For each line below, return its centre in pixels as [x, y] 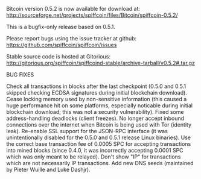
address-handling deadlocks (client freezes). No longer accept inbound [95, 118]
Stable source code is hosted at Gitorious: [58, 56]
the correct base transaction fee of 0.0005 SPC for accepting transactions [99, 144]
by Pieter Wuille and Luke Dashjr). [48, 169]
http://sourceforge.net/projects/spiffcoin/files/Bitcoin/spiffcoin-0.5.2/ [92, 15]
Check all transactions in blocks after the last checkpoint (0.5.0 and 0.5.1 [96, 86]
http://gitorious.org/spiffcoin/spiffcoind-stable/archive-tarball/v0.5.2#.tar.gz [101, 63]
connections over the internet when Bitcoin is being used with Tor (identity [99, 125]
